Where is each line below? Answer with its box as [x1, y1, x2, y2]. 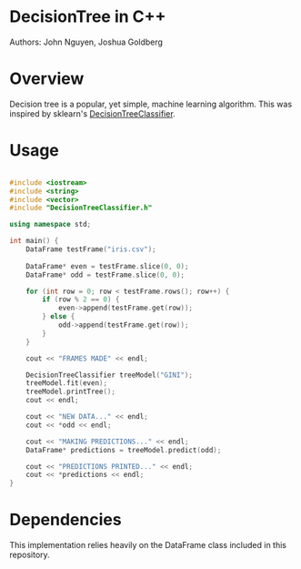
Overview [9, 68, 85, 89]
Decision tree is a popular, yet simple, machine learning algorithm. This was [9, 98, 293, 109]
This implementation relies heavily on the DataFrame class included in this [9, 540, 286, 551]
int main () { [9, 237, 59, 246]
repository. [9, 549, 50, 561]
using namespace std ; [9, 220, 92, 229]
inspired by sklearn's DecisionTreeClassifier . [9, 107, 176, 119]
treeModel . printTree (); [25, 387, 116, 397]
